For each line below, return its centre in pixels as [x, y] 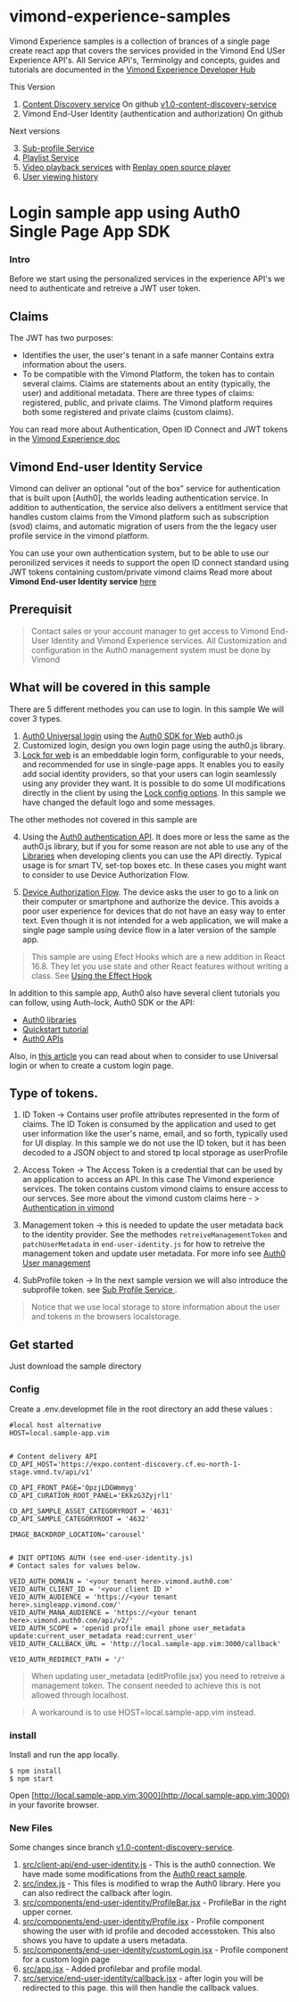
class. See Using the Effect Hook [91, 975]
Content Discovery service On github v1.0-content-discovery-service [149, 103]
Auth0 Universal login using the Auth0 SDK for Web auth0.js [133, 736]
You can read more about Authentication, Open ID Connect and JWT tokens [149, 429]
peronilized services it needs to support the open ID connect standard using [149, 563]
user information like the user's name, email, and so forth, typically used [155, 1134]
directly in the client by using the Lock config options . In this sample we [154, 792]
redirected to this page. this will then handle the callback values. [140, 1988]
